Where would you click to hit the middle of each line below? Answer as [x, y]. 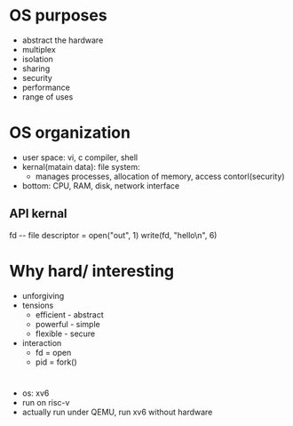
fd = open [53, 352]
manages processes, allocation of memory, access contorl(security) [160, 176]
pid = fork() [56, 362]
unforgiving [43, 295]
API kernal [39, 214]
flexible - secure [65, 334]
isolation [37, 59]
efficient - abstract [69, 314]
